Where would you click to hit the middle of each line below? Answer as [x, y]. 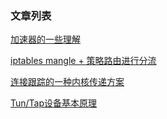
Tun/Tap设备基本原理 [54, 103]
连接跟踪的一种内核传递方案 [67, 82]
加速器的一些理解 [45, 39]
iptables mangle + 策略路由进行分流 [83, 61]
